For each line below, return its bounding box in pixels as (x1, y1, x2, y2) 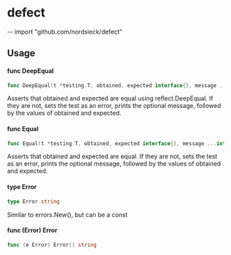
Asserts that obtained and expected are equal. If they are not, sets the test (7, 153, 218, 161)
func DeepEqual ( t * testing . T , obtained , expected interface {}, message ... (7, 82, 229, 89)
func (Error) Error (7, 226, 58, 234)
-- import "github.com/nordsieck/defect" (7, 27, 122, 36)
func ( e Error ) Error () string (7, 241, 97, 248)
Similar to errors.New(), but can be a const (7, 210, 128, 219)
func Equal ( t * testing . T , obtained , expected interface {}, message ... (7, 140, 217, 147)
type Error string (7, 198, 60, 205)
